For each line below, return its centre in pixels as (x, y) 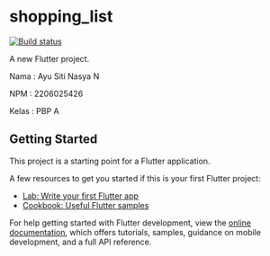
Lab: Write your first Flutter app (81, 196)
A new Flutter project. (49, 58)
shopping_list (61, 17)
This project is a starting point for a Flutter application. (110, 161)
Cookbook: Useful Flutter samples (85, 205)
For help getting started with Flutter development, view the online (130, 223)
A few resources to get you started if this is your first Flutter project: (135, 178)
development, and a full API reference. (81, 242)
